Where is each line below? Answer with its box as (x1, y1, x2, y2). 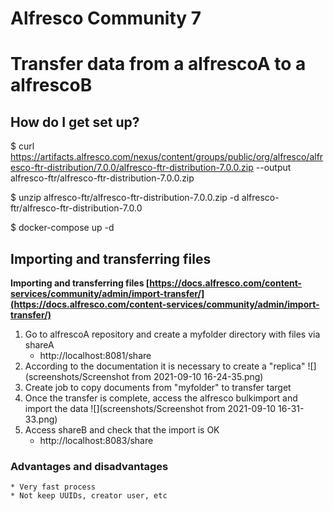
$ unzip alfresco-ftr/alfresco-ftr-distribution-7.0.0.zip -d (10, 192, 240, 204)
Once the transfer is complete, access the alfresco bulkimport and (24, 392, 298, 404)
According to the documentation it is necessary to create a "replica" (24, 360, 306, 372)
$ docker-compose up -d (10, 222, 115, 234)
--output (255, 162, 292, 174)
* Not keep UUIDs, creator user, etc (10, 491, 168, 501)
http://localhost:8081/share (39, 350, 152, 361)
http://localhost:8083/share (39, 435, 154, 446)
